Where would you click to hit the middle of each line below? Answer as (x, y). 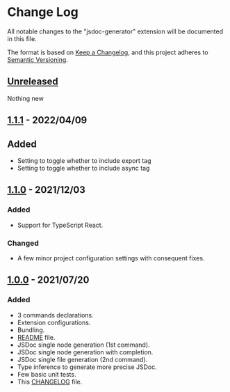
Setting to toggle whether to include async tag (83, 168)
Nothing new (25, 98)
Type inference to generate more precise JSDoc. (87, 367)
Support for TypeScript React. (60, 225)
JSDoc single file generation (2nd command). (82, 359)
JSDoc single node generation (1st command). (84, 345)
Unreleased (33, 82)
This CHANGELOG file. (50, 382)
